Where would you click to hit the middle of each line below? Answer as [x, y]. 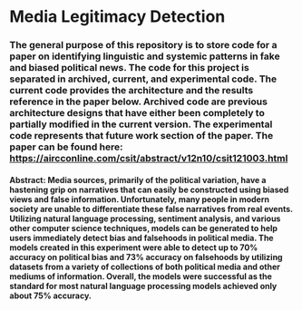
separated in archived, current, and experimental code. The [143, 79]
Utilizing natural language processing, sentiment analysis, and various [145, 218]
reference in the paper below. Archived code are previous [138, 102]
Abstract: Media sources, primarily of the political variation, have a [138, 179]
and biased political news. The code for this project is [129, 68]
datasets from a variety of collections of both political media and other [145, 266]
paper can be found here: [66, 147]
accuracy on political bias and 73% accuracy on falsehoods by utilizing [146, 257]
